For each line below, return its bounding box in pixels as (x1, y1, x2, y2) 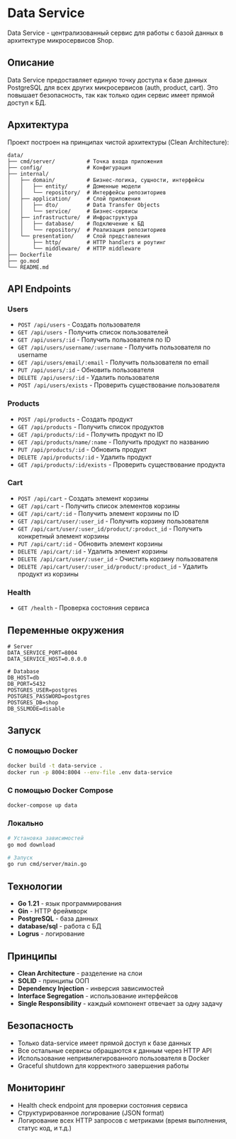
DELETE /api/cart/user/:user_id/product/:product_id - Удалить (17, 562, 208, 571)
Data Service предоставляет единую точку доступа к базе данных (7, 75, 208, 84)
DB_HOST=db (7, 674, 40, 681)
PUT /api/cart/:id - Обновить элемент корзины (17, 539, 163, 548)
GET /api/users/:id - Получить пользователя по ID (17, 336, 172, 344)
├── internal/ (7, 170, 50, 177)
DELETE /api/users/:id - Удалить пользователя (17, 374, 159, 382)
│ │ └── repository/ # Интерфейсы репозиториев (7, 189, 167, 196)
